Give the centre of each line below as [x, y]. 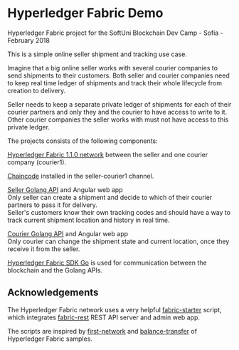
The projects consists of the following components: [83, 141]
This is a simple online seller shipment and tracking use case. [97, 54]
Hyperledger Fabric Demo [85, 13]
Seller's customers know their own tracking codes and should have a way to [119, 212]
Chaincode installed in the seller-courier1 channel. [81, 176]
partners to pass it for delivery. [53, 205]
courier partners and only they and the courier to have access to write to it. [117, 112]
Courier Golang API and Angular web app [68, 233]
